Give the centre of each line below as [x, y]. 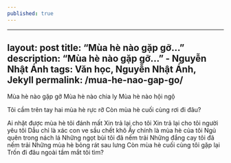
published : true [30, 13]
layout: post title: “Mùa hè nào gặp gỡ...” [96, 48]
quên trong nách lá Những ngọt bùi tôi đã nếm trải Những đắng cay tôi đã [111, 138]
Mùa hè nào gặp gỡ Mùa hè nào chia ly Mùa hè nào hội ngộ [91, 96]
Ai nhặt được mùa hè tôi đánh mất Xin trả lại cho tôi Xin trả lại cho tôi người [113, 123]
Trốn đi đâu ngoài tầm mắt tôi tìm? [56, 153]
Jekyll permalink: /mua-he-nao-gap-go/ [95, 80]
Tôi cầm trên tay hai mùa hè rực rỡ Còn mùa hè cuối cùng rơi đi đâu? [104, 110]
